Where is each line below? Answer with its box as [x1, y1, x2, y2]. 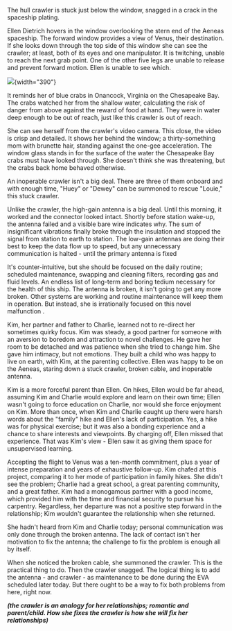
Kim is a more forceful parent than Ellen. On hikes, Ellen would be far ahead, [7, 386, 224, 394]
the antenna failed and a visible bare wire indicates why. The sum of [7, 220, 202, 228]
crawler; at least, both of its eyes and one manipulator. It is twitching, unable [7, 49, 225, 57]
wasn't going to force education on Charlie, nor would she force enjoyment [7, 400, 222, 408]
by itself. [7, 545, 32, 553]
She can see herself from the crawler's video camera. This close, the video [7, 127, 222, 135]
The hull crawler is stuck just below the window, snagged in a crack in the [7, 6, 218, 14]
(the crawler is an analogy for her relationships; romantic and [7, 601, 189, 610]
